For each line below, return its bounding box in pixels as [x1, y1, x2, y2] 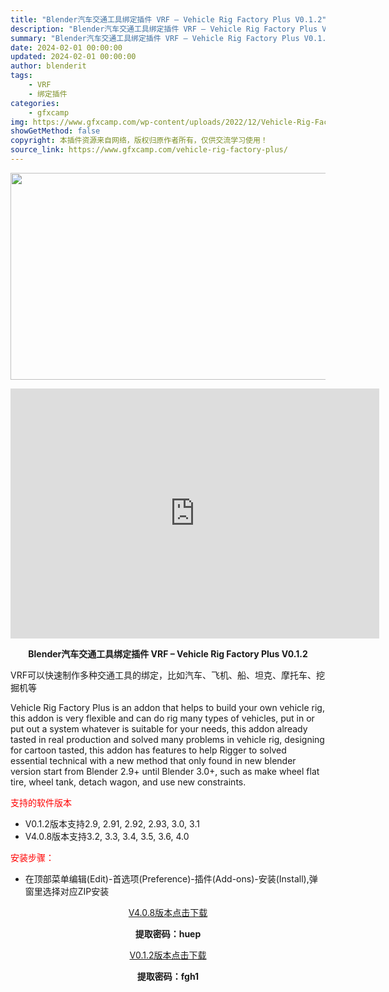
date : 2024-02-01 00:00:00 [10, 42, 123, 53]
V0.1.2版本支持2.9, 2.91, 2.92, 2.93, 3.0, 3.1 [24, 817, 200, 830]
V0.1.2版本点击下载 [129, 949, 207, 961]
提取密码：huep [134, 927, 202, 940]
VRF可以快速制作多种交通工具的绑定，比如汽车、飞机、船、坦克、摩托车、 [10, 669, 317, 681]
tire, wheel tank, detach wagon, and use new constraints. [10, 776, 247, 788]
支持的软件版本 [10, 796, 72, 808]
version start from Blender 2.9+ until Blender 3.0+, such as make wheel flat [10, 765, 320, 777]
